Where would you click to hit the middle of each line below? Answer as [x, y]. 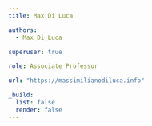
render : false [39, 110]
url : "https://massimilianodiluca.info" [77, 81]
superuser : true [35, 52]
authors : [23, 30]
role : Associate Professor [53, 66]
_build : [21, 95]
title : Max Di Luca [41, 16]
